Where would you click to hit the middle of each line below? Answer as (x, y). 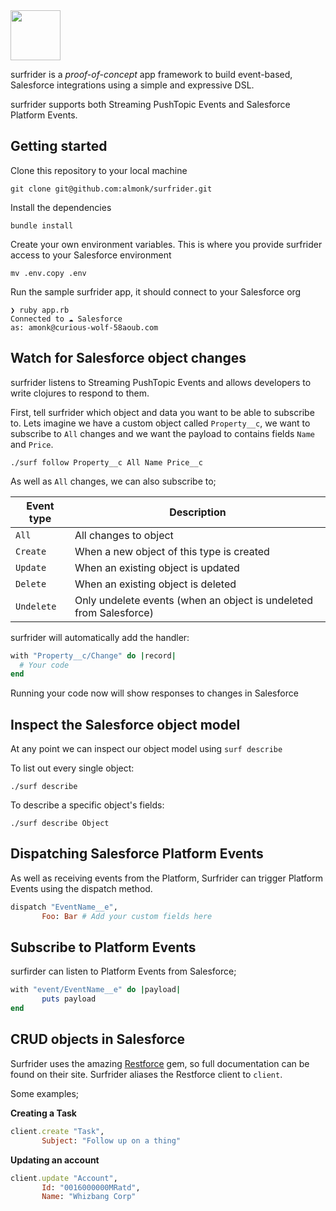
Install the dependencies (61, 207)
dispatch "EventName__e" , (64, 907)
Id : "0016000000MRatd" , (91, 1187)
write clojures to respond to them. (80, 393)
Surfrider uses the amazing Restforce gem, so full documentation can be (160, 1063)
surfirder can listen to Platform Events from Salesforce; (123, 971)
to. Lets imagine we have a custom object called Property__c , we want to (160, 423)
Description (198, 512)
